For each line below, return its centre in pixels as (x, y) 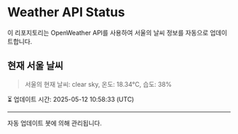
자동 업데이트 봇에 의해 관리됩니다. (55, 123)
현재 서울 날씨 (35, 66)
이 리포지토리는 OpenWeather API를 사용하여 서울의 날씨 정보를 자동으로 (108, 32)
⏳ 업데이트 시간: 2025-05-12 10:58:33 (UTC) (71, 99)
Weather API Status (66, 12)
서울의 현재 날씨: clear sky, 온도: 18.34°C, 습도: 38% (98, 84)
